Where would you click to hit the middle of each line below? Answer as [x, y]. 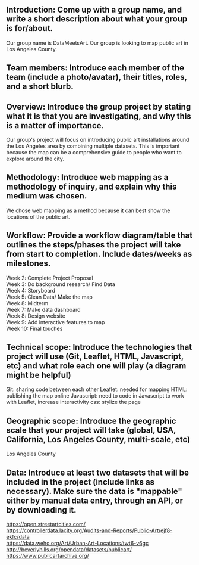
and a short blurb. [40, 87]
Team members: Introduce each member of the [95, 68]
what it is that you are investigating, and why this [99, 116]
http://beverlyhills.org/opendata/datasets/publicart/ [69, 550]
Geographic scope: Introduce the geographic [91, 420]
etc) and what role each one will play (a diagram [96, 366]
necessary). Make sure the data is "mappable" [94, 491]
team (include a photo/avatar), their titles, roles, [97, 77]
